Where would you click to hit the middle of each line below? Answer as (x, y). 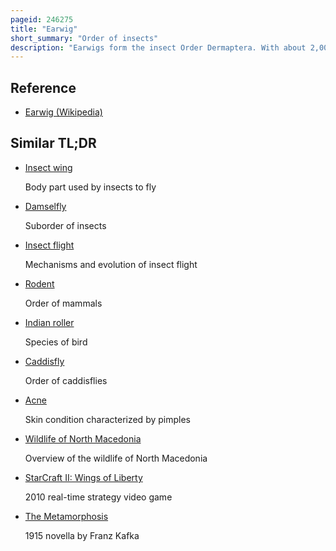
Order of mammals (63, 303)
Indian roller (49, 322)
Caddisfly (44, 361)
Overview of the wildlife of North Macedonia (116, 458)
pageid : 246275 (42, 19)
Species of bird (56, 342)
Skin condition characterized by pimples (107, 419)
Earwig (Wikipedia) (63, 112)
